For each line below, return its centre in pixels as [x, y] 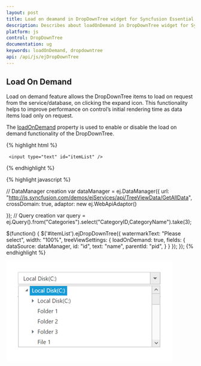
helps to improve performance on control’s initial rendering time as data [94, 109]
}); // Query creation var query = [46, 215]
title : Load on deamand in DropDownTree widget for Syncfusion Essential [100, 19]
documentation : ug [29, 44]
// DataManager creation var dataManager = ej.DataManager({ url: [88, 191]
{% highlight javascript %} [39, 179]
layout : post [22, 13]
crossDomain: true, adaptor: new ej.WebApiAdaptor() [71, 204]
